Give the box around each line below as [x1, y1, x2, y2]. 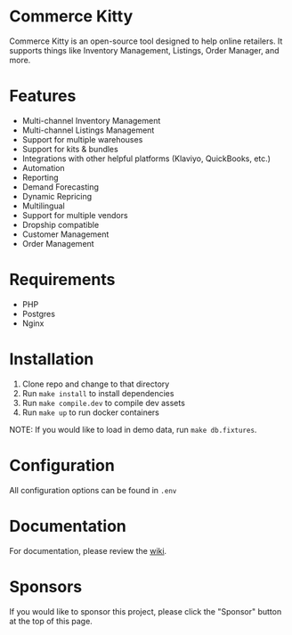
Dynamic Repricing [21, 191, 93, 201]
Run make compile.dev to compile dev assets [21, 397, 185, 408]
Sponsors [9, 576, 83, 597]
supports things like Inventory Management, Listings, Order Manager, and [9, 45, 280, 55]
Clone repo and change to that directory [21, 379, 170, 389]
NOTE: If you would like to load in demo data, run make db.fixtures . [9, 424, 257, 435]
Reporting [21, 172, 60, 183]
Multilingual [21, 200, 65, 211]
